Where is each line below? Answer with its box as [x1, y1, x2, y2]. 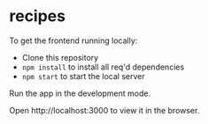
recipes [9, 6, 66, 26]
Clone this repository [21, 52, 99, 62]
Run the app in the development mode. [9, 88, 151, 98]
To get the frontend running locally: [9, 35, 138, 46]
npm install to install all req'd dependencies [21, 62, 185, 72]
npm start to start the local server [21, 70, 145, 81]
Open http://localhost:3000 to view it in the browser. [9, 105, 200, 115]
